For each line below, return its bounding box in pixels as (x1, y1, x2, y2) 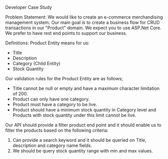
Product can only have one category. (12, 96, 90, 102)
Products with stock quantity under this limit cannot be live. (12, 112, 137, 118)
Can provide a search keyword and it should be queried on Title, (12, 137, 147, 143)
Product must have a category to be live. (12, 101, 98, 108)
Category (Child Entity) (12, 61, 61, 66)
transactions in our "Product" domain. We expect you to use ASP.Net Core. (5, 25, 162, 31)
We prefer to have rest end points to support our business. (5, 30, 128, 36)
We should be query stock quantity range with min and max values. (12, 148, 153, 153)
